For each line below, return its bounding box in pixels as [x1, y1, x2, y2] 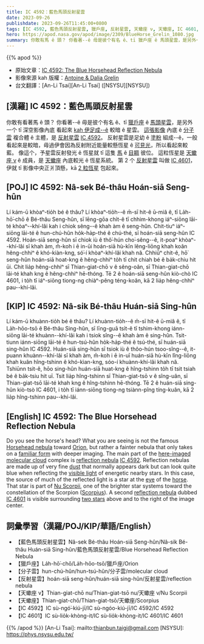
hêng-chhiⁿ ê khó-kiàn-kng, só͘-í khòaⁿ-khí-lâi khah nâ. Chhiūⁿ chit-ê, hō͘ [6, 249, 188, 256]
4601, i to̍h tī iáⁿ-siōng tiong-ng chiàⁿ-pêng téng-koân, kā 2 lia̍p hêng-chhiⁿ [6, 276, 195, 284]
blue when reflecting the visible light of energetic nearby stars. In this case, [6, 469, 195, 477]
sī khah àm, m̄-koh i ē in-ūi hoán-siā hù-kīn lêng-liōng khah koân [25, 242, 188, 250]
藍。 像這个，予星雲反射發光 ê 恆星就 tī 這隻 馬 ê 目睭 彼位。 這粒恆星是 [6, 149, 185, 156]
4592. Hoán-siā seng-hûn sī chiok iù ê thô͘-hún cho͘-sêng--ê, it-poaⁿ [6, 236, 178, 243]
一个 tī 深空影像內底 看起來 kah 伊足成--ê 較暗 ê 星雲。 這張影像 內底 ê [6, 126, 182, 133]
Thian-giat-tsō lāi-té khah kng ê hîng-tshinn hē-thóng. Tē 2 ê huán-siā [6, 379, 182, 387]
